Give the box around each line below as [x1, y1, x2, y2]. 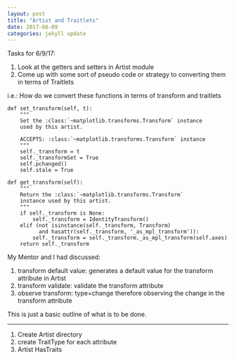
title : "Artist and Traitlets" [7, 17, 99, 24]
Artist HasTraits [17, 346, 63, 354]
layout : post [7, 10, 46, 18]
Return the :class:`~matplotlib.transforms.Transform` [20, 191, 184, 199]
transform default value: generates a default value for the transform [17, 267, 214, 275]
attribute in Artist [17, 274, 67, 282]
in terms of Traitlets [17, 78, 74, 87]
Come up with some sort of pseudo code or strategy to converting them [17, 70, 226, 79]
